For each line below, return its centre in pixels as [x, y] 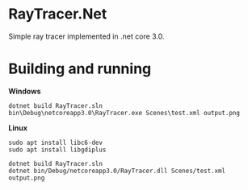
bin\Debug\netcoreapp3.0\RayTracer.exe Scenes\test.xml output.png [124, 113]
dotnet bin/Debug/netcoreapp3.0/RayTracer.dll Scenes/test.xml [117, 171]
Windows [25, 91]
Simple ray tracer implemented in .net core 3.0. [86, 36]
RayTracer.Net [58, 14]
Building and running [80, 69]
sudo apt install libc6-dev [56, 142]
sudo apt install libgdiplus [57, 150]
